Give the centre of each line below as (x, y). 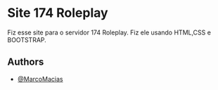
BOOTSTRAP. (27, 39)
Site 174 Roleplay (58, 13)
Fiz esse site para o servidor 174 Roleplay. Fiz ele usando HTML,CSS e (109, 32)
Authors (26, 62)
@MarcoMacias (40, 79)
